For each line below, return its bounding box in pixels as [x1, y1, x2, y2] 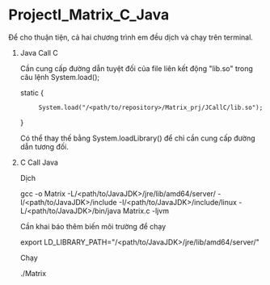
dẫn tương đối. [19, 141, 69, 151]
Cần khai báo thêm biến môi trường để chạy [19, 221, 167, 231]
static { [19, 87, 44, 98]
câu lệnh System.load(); [19, 72, 99, 82]
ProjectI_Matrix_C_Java [8, 6, 170, 24]
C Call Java [19, 157, 59, 167]
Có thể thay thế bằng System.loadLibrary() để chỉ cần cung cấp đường [19, 133, 256, 143]
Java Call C [19, 48, 59, 57]
